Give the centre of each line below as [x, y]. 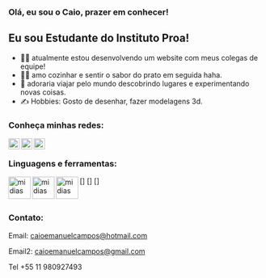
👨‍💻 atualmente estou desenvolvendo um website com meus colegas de [139, 57]
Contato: [26, 218]
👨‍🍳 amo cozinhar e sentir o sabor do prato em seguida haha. [121, 74]
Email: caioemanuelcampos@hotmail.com [78, 235]
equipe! [33, 66]
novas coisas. [43, 92]
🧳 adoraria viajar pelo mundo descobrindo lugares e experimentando [135, 83]
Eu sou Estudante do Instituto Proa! [99, 38]
